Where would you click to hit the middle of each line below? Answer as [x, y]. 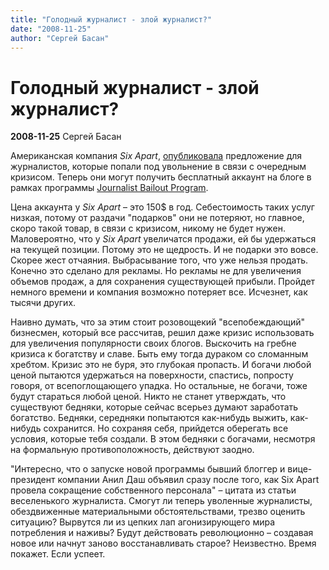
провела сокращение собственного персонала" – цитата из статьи [153, 490]
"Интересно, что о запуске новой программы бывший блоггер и [148, 469]
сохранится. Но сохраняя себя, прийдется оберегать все [166, 428]
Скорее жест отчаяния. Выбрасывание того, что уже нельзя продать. [159, 260]
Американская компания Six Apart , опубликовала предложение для [156, 156]
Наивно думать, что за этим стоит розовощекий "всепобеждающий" [158, 322]
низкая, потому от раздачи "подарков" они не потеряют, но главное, [157, 218]
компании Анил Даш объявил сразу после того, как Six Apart [188, 480]
